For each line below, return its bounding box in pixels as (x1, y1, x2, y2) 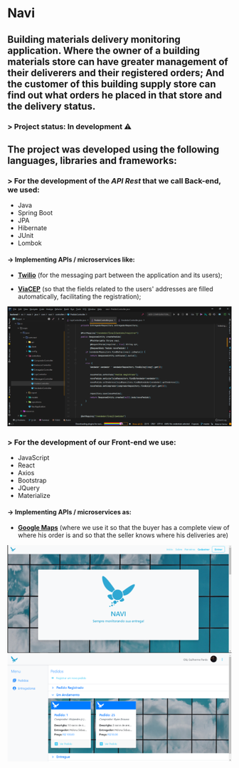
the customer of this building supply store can (7, 78, 216, 90)
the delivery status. (7, 100, 96, 112)
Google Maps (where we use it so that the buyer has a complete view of (17, 524, 230, 532)
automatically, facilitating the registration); (17, 292, 142, 301)
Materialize (17, 491, 51, 499)
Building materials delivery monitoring (7, 33, 181, 46)
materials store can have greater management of (7, 56, 229, 68)
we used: (7, 185, 41, 194)
